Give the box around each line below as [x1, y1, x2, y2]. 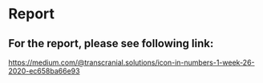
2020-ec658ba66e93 [8, 66, 80, 76]
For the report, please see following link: [8, 37, 214, 50]
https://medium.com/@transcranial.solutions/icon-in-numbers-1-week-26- [8, 57, 255, 67]
